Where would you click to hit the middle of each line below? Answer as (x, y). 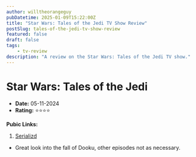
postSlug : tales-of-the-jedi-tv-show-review (63, 29)
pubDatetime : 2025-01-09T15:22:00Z (51, 18)
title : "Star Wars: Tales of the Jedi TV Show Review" (77, 23)
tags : (13, 46)
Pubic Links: (22, 124)
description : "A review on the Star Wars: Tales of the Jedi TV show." (98, 57)
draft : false (23, 40)
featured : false (27, 34)
